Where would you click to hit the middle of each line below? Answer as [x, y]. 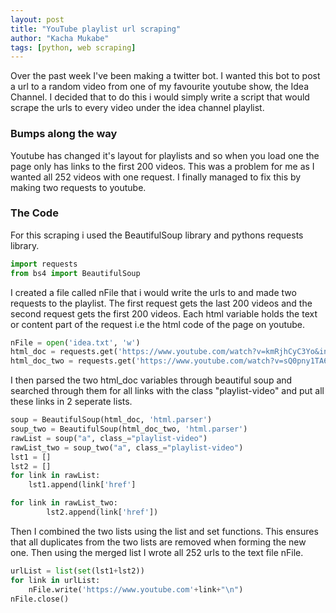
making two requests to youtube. [78, 187]
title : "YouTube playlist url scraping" [96, 29]
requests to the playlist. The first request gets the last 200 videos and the [161, 303]
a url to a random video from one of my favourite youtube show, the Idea [160, 87]
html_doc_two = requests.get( [73, 361]
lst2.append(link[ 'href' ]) [102, 512]
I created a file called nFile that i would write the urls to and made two [153, 292]
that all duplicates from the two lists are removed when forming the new [158, 542]
